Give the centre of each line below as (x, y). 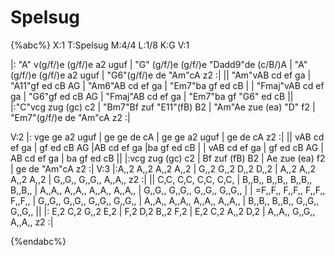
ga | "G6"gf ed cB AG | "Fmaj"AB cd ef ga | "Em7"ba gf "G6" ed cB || (152, 96)
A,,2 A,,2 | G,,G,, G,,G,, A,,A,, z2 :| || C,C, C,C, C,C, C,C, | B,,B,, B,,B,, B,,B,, (161, 179)
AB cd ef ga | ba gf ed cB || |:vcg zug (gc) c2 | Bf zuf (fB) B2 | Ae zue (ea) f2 (168, 158)
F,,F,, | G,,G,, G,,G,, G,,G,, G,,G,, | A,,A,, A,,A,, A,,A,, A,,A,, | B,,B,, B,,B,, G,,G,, (165, 200)
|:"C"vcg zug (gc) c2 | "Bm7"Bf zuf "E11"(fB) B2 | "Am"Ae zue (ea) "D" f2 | (163, 107)
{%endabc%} (38, 241)
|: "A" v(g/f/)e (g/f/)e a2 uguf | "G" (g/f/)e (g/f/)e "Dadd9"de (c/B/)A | (151, 64)
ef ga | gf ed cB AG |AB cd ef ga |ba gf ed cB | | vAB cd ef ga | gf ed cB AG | (167, 147)
